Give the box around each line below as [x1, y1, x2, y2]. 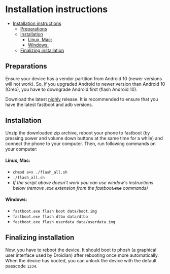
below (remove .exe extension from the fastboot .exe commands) [12, 185, 148, 191]
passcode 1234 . [5, 263, 38, 269]
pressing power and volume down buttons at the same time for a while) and [5, 135, 163, 141]
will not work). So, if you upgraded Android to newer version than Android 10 [5, 81, 165, 87]
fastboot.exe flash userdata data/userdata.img [12, 219, 115, 224]
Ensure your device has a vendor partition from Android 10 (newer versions [5, 75, 162, 82]
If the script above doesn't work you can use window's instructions [12, 179, 154, 186]
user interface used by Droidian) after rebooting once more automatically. [5, 252, 159, 258]
